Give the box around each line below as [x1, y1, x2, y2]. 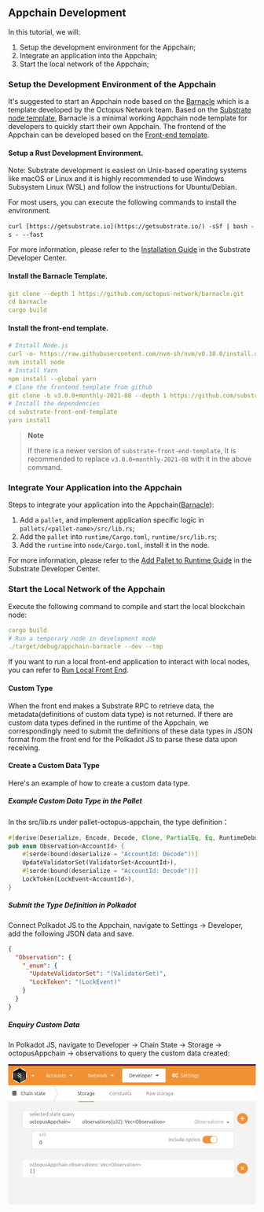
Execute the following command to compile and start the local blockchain [8, 601, 246, 611]
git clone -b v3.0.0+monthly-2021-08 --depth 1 [8, 391, 167, 400]
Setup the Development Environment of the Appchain [8, 79, 216, 90]
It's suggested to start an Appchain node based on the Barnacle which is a [8, 97, 250, 106]
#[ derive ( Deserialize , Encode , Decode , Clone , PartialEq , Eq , [8, 833, 216, 841]
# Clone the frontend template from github [8, 383, 153, 391]
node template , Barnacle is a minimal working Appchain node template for [8, 113, 247, 123]
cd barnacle [8, 298, 47, 306]
